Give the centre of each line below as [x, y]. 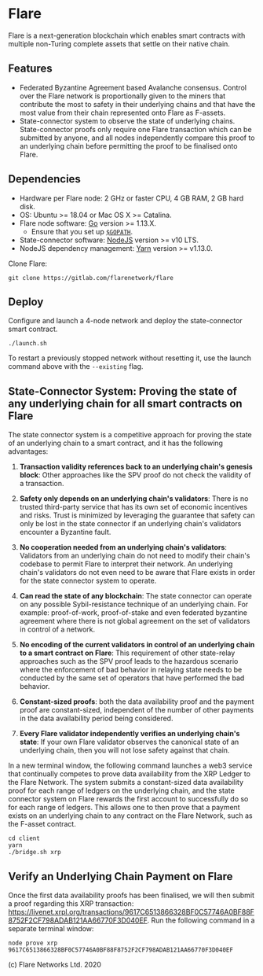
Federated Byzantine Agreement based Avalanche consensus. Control [133, 87]
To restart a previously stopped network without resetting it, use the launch [130, 358]
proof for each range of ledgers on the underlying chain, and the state [122, 790]
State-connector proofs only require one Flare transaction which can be [136, 129]
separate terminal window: [51, 928]
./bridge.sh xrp [35, 853]
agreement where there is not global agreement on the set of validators [135, 621]
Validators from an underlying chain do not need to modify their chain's [135, 556]
